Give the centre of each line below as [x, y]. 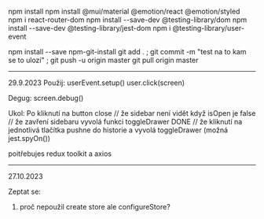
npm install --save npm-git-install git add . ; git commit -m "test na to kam [127, 52]
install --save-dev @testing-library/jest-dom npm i [90, 28]
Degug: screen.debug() [46, 98]
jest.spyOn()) [29, 138]
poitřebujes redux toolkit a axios [60, 154]
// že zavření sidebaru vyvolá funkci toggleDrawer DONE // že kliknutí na [125, 122]
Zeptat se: [25, 191]
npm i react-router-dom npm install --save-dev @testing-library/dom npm [128, 20]
